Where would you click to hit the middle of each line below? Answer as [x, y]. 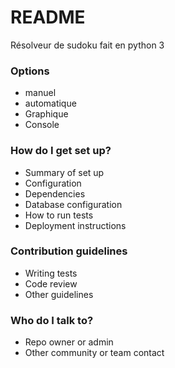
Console [42, 125]
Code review [51, 283]
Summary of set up [64, 172]
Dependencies [55, 193]
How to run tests [59, 215]
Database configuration [73, 204]
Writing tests [51, 273]
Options [30, 71]
